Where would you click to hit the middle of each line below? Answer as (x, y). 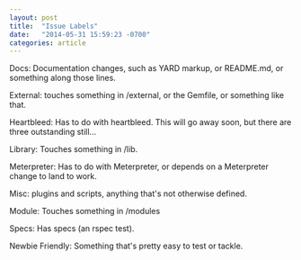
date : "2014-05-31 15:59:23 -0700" (80, 34)
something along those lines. (63, 78)
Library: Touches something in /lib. (74, 149)
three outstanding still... (53, 132)
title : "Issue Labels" (54, 26)
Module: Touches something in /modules (85, 211)
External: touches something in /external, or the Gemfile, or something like (147, 95)
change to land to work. (53, 176)
